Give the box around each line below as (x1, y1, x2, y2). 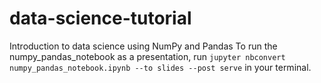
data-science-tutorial (9, 7, 192, 30)
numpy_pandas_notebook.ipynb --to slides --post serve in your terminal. (9, 61, 312, 73)
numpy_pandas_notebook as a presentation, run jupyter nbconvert (9, 50, 286, 62)
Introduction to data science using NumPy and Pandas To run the (9, 40, 278, 52)
